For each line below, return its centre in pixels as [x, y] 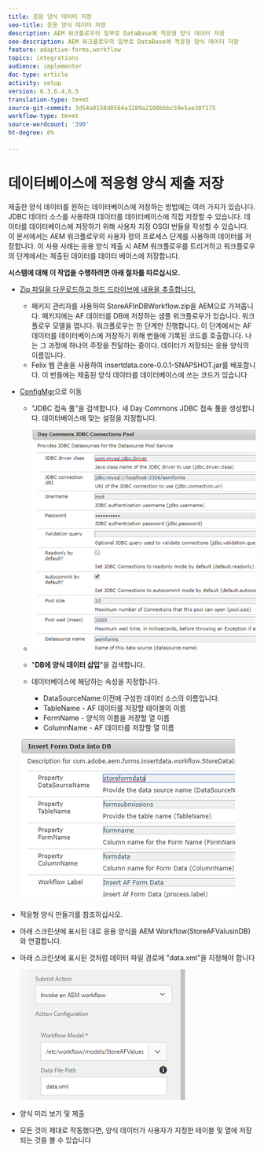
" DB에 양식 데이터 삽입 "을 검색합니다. [88, 664]
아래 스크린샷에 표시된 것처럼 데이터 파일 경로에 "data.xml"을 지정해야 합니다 [137, 957]
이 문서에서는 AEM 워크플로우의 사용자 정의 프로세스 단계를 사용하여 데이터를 [126, 236]
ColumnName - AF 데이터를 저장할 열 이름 [108, 727]
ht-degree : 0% [31, 133]
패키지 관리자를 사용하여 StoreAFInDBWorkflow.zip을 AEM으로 [128, 306]
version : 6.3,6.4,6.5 [44, 91]
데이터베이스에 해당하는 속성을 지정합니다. [95, 681]
